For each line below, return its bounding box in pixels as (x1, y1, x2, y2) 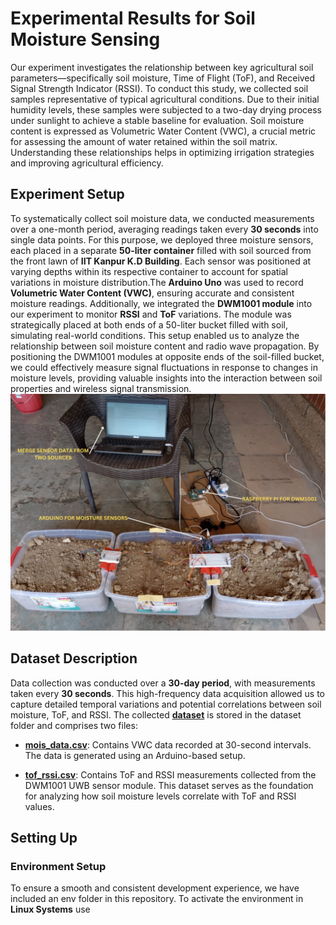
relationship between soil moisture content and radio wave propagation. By (10, 340, 320, 352)
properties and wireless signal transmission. (10, 382, 192, 394)
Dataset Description (10, 650, 138, 667)
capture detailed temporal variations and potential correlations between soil (10, 698, 322, 710)
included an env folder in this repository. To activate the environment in (10, 893, 304, 905)
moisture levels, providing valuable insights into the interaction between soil (10, 372, 323, 384)
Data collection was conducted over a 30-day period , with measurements (10, 677, 316, 689)
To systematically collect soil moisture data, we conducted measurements (10, 212, 315, 224)
